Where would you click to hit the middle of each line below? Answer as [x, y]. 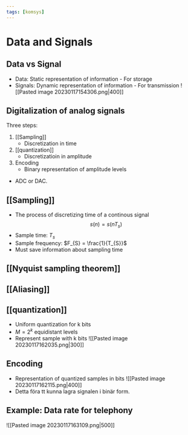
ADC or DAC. [31, 181]
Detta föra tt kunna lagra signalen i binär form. [72, 391]
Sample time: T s [35, 236]
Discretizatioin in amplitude [58, 157]
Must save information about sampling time [69, 249]
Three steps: [22, 126]
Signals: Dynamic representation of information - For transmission [97, 85]
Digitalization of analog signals [66, 111]
